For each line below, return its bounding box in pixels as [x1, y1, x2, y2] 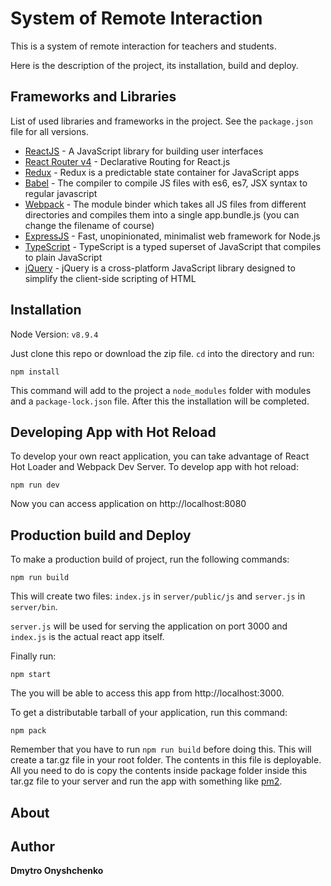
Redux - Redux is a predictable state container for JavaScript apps [24, 166, 300, 178]
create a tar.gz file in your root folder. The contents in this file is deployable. [10, 754, 322, 766]
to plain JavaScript [24, 251, 103, 263]
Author [10, 838, 55, 855]
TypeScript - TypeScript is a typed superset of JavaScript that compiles [24, 240, 322, 252]
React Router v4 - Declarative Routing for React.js [24, 155, 231, 167]
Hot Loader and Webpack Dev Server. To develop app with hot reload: [10, 461, 299, 473]
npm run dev [10, 480, 60, 491]
